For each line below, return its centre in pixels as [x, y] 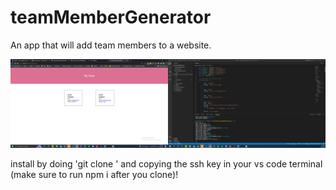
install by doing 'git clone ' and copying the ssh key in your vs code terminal [166, 163]
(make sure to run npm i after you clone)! [94, 174]
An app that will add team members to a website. [111, 45]
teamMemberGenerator [111, 17]
